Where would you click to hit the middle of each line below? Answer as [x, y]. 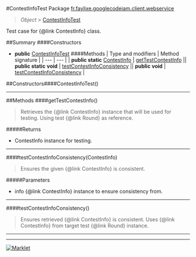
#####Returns [24, 129]
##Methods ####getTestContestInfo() [52, 100]
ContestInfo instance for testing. [53, 140]
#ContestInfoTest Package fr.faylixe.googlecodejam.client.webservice [90, 8]
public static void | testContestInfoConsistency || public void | [90, 66]
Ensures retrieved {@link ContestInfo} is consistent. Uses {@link [97, 219]
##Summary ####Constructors [44, 42]
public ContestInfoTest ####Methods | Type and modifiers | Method [97, 54]
